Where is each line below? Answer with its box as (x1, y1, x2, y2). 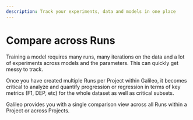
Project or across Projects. (6, 107, 70, 114)
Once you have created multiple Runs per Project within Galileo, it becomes (6, 77, 187, 84)
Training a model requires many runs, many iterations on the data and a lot (6, 53, 185, 60)
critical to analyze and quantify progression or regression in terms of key (6, 83, 181, 90)
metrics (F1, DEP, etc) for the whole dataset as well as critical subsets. (6, 89, 174, 97)
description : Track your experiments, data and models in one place (6, 8, 176, 15)
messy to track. (6, 66, 44, 73)
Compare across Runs (6, 33, 115, 47)
